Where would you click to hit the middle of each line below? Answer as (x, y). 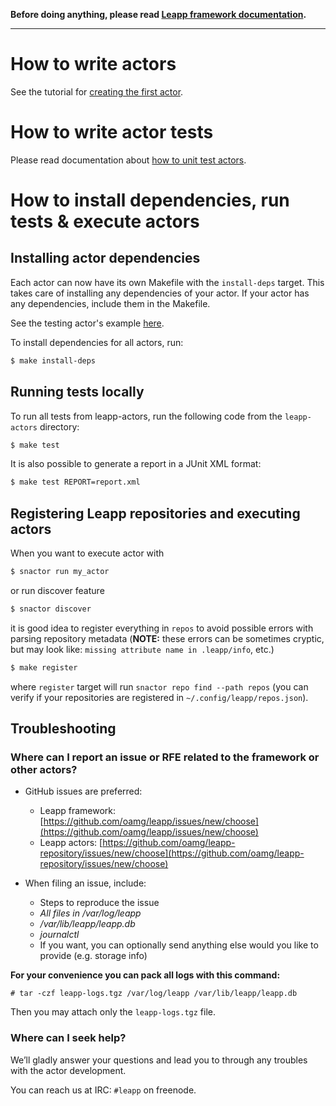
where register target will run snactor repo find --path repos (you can (159, 686)
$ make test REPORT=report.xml (75, 482)
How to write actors (93, 64)
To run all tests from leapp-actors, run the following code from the (146, 416)
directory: (59, 426)
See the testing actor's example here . (87, 323)
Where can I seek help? (68, 1038)
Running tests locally (77, 392)
